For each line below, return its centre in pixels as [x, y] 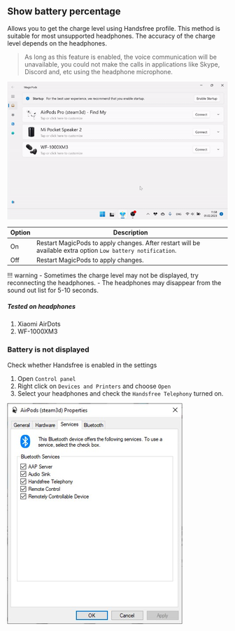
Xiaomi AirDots [39, 324]
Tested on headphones [41, 306]
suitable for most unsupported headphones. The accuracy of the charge [111, 36]
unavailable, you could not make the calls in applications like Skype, [122, 64]
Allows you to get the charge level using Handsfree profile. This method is [114, 28]
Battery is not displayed [48, 349]
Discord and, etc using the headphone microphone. [99, 71]
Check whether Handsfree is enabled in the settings [82, 365]
